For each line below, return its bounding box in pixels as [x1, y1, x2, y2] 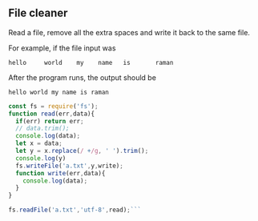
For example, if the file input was [8, 43, 116, 53]
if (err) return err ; [15, 117, 84, 125]
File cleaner [8, 6, 68, 20]
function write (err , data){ [15, 169, 106, 177]
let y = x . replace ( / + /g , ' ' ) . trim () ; [15, 147, 149, 155]
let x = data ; [15, 139, 62, 147]
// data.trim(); [15, 124, 70, 133]
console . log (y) [15, 154, 67, 163]
